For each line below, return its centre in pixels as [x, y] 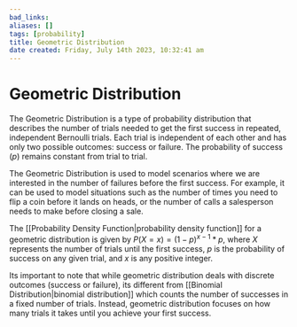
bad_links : [29, 17]
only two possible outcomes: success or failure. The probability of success [146, 147]
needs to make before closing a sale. [76, 211]
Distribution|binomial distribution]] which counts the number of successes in [149, 294]
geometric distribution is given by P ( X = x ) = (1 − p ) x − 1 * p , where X [134, 238]
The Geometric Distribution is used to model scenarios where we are [134, 174]
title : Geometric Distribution [67, 42]
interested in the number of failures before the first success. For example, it [147, 183]
